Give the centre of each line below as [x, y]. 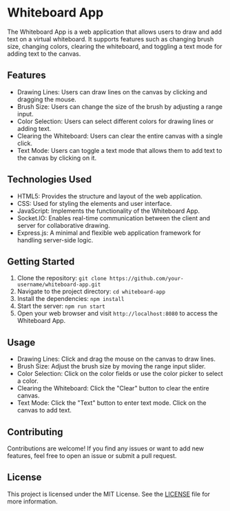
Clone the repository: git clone [62, 278]
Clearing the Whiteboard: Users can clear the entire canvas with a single [120, 136]
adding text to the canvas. [44, 54]
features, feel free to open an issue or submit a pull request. [92, 456]
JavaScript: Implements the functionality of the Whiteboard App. [108, 211]
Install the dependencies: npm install [71, 299]
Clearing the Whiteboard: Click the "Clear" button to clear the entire [113, 388]
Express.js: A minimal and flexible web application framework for [109, 233]
